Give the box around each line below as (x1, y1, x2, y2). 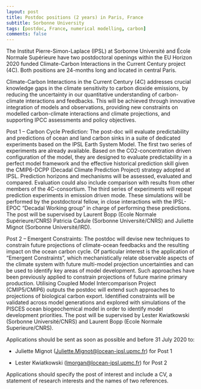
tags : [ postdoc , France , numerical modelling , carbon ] (6, 25, 146, 32)
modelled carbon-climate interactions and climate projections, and (6, 110, 171, 117)
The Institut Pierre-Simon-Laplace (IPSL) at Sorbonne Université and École (6, 47, 191, 55)
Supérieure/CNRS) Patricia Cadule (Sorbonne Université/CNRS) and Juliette (6, 217, 194, 225)
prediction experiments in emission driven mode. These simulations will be (6, 192, 191, 199)
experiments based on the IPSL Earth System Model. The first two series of (6, 141, 192, 148)
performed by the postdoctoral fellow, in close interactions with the (6, 198, 172, 206)
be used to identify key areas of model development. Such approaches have (6, 267, 195, 275)
